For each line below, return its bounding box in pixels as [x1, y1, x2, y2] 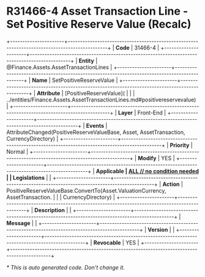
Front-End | [137, 109, 166, 116]
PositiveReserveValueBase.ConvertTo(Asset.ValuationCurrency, [6, 187, 166, 194]
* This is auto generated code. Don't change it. [6, 264, 125, 271]
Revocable [93, 238, 121, 246]
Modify [137, 154, 157, 161]
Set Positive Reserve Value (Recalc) [6, 17, 192, 31]
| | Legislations [6, 174, 45, 181]
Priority [170, 141, 190, 149]
